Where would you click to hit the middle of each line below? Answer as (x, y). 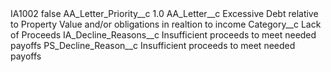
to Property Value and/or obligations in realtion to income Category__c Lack (166, 24)
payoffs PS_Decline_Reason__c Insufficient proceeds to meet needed (153, 45)
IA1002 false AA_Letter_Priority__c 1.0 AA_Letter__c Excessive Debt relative (164, 13)
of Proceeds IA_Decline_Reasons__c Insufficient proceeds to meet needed (163, 35)
